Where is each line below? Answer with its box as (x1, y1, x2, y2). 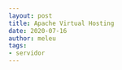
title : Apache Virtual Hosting (8, 19, 115, 27)
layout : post (8, 11, 53, 20)
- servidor (8, 49, 46, 57)
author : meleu (8, 34, 57, 43)
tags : (8, 42, 27, 50)
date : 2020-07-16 (8, 27, 68, 35)
